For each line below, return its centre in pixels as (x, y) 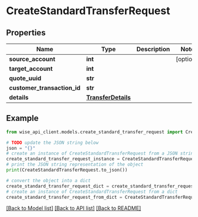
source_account (32, 59)
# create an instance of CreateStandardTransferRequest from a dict (92, 192)
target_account (31, 69)
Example (22, 118)
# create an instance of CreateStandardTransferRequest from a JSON (92, 154)
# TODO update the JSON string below (52, 143)
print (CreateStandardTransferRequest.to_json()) (67, 170)
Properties (26, 33)
